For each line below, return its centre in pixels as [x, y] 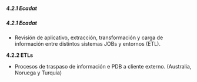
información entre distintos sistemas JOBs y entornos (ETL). [87, 44]
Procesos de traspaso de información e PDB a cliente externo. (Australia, [103, 67]
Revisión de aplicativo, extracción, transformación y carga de [89, 37]
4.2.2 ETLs [20, 55]
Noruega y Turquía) [38, 73]
